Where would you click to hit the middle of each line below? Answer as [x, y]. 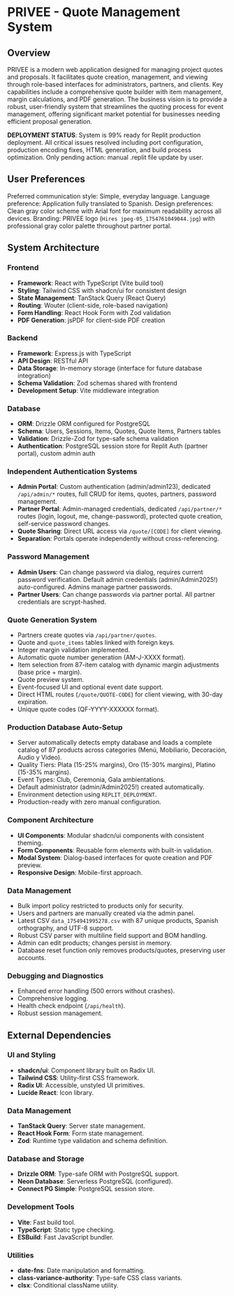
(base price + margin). [50, 672]
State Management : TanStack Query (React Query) [92, 298]
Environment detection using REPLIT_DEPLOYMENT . [87, 794]
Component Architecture [51, 820]
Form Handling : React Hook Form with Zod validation [94, 312]
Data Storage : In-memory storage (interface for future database [110, 368]
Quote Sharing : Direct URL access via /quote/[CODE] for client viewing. [120, 531]
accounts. [32, 957]
